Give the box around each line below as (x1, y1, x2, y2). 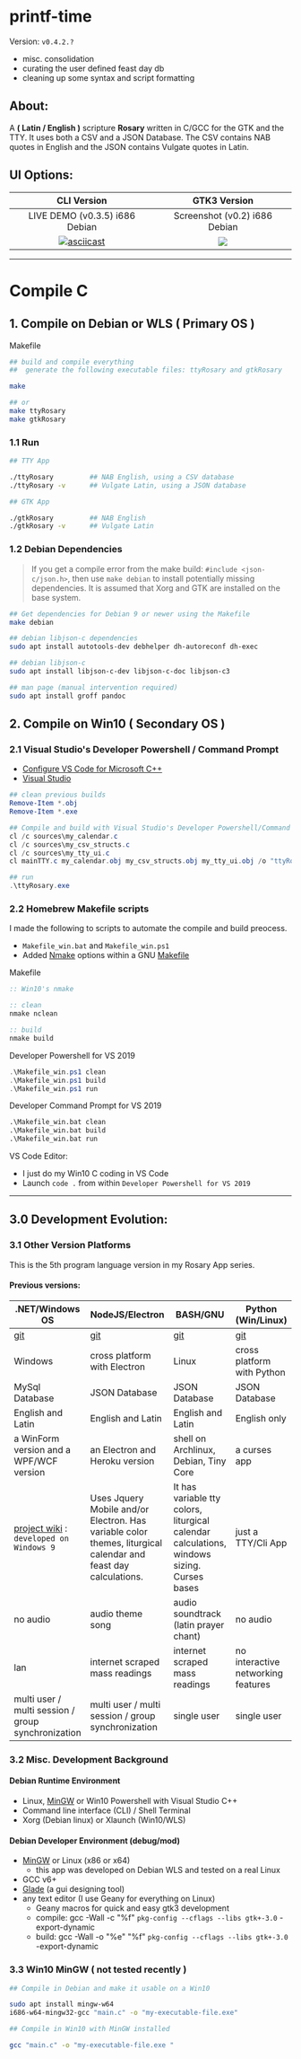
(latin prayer (173, 1618, 225, 1631)
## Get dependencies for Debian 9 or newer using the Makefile (9, 609, 251, 619)
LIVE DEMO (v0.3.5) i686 (28, 209, 136, 222)
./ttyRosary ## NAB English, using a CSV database (9, 472, 235, 481)
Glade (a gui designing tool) (21, 1884, 125, 1895)
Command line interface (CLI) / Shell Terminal (21, 1805, 191, 1816)
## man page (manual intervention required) (9, 682, 178, 692)
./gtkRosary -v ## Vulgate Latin (9, 522, 154, 531)
